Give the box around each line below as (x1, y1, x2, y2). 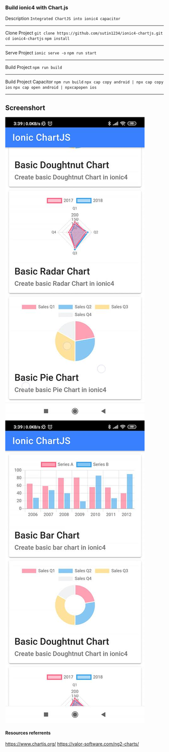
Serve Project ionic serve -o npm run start (5, 50, 97, 56)
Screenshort (5, 103, 45, 112)
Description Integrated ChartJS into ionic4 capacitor (5, 16, 121, 22)
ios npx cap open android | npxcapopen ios (5, 85, 97, 90)
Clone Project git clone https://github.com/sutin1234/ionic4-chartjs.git (5, 30, 163, 36)
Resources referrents (5, 730, 51, 736)
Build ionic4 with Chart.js (5, 4, 68, 11)
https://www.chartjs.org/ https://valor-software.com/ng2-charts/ (5, 741, 139, 747)
